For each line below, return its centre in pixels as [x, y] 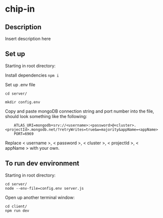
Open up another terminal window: [40, 197]
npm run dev [17, 211]
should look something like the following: [46, 116]
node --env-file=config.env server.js [44, 188]
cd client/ [16, 206]
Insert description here [28, 39]
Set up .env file [20, 84]
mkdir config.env [23, 102]
